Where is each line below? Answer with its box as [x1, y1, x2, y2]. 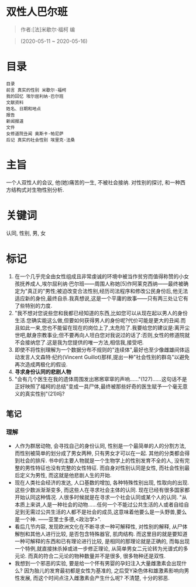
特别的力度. [25, 302, 53, 309]
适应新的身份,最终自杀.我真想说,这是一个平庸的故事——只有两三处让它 [14, 295, 183, 302]
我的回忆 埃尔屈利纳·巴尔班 [6, 93, 64, 99]
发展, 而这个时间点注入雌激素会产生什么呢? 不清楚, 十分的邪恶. [19, 575, 170, 582]
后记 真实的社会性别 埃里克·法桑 [6, 137, 75, 143]
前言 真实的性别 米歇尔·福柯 [6, 87, 67, 93]
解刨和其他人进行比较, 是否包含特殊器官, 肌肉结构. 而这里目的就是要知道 [14, 531, 188, 538]
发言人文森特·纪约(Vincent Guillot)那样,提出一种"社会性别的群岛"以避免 [19, 353, 190, 360]
